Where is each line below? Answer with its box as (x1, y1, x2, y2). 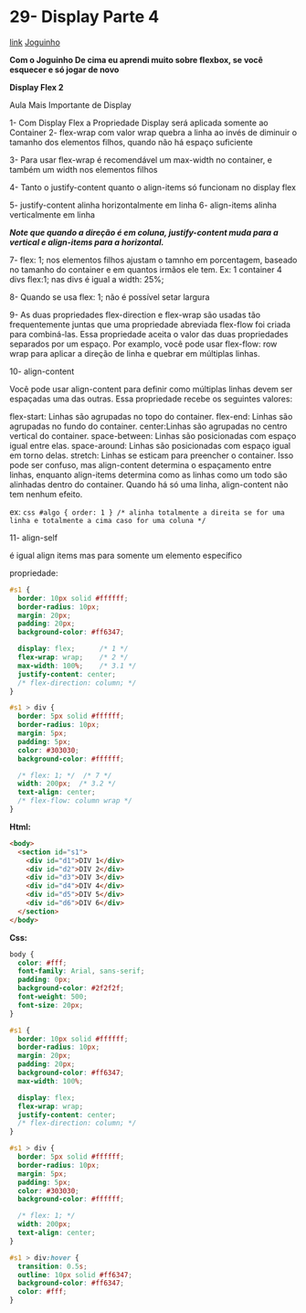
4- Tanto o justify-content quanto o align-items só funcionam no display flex (9, 181, 297, 193)
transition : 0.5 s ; (17, 1262, 89, 1271)
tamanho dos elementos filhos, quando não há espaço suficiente (9, 136, 253, 147)
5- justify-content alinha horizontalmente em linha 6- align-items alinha (9, 199, 277, 210)
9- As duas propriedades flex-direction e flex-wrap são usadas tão (9, 309, 261, 320)
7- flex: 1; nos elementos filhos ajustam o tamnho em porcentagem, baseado (9, 254, 298, 265)
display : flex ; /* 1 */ (17, 645, 129, 654)
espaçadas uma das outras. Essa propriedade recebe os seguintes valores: (9, 393, 293, 404)
